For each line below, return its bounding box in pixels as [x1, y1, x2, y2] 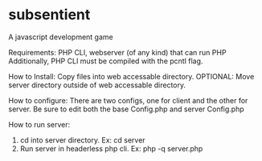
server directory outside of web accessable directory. [8, 80, 186, 90]
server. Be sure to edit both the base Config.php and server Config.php [8, 104, 245, 114]
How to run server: [8, 119, 71, 129]
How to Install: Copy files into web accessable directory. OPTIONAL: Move [8, 71, 255, 81]
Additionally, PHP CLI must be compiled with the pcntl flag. [8, 56, 203, 66]
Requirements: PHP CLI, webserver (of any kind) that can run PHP [8, 47, 227, 57]
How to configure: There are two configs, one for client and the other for [8, 95, 248, 105]
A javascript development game [8, 32, 114, 42]
